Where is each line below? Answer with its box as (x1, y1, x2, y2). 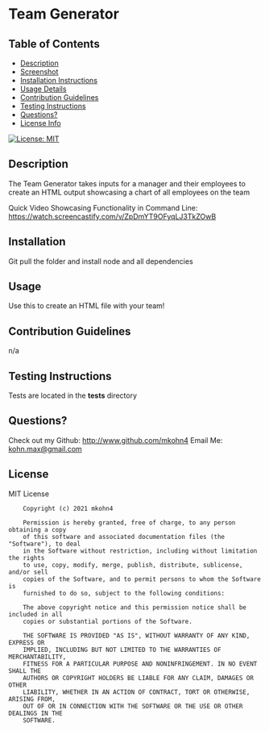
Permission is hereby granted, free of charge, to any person (23, 518, 236, 527)
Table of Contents (8, 37, 101, 51)
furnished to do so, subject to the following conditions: (23, 589, 226, 597)
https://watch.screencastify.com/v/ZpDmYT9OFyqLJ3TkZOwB (8, 211, 217, 221)
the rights (8, 553, 45, 562)
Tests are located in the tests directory (8, 391, 138, 400)
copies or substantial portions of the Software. (23, 617, 193, 625)
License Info (19, 119, 62, 127)
